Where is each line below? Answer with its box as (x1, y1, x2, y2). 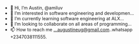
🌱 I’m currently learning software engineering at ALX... (10, 16, 124, 21)
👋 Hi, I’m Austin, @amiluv (10, 5, 63, 11)
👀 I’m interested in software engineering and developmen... (10, 10, 134, 16)
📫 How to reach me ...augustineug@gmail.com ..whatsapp (10, 27, 133, 32)
